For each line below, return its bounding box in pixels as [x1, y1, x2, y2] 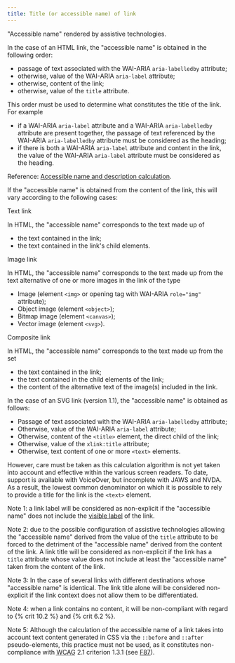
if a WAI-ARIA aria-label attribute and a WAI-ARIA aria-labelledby [17, 121, 213, 130]
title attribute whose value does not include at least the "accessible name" [7, 555, 227, 563]
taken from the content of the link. [7, 562, 106, 570]
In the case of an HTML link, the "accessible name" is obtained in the [7, 43, 207, 51]
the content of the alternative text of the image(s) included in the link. [17, 382, 218, 391]
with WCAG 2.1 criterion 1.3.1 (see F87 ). [42, 648, 155, 656]
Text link [7, 206, 32, 215]
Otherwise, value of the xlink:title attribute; [17, 439, 149, 448]
